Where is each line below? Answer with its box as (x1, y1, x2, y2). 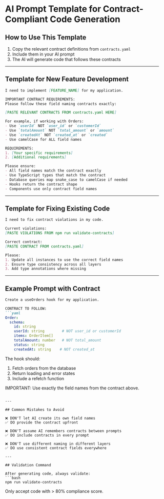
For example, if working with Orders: (5, 119, 84, 124)
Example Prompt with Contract (5, 284, 101, 293)
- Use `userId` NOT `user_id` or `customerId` (5, 123, 102, 129)
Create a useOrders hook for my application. (5, 297, 99, 303)
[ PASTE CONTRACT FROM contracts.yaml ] (5, 244, 84, 249)
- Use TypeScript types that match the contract (5, 173, 106, 178)
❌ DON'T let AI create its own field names (5, 416, 96, 421)
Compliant (5, 14, 48, 25)
